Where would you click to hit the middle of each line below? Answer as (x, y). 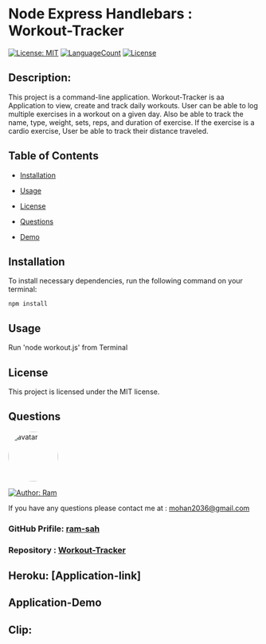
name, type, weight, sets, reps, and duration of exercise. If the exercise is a (131, 122)
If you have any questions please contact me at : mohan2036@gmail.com (129, 508)
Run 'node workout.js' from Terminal (68, 348)
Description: (40, 78)
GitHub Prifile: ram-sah (54, 529)
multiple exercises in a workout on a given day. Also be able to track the (126, 114)
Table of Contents (54, 156)
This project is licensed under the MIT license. (84, 392)
